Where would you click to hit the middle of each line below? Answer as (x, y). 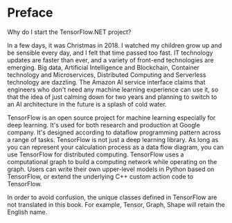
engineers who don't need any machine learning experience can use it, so (113, 89)
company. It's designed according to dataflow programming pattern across (114, 132)
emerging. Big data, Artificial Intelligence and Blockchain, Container (103, 67)
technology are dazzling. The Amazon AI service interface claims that (106, 82)
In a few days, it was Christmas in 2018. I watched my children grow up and (115, 45)
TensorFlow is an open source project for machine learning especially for (111, 117)
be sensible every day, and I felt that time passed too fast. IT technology (110, 53)
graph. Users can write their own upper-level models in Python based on (111, 169)
